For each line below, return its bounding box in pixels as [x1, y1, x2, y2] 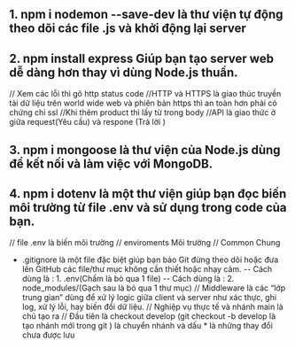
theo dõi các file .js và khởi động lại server [9, 21, 246, 36]
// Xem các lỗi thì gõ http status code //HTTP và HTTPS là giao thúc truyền [9, 89, 282, 99]
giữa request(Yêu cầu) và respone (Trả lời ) [9, 117, 166, 128]
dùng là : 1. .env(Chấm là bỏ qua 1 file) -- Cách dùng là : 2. [21, 274, 235, 284]
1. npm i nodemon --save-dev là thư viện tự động [9, 7, 283, 22]
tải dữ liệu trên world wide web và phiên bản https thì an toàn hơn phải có [9, 97, 277, 109]
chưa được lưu [21, 330, 75, 340]
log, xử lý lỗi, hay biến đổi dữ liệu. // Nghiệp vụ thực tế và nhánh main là [21, 301, 283, 313]
